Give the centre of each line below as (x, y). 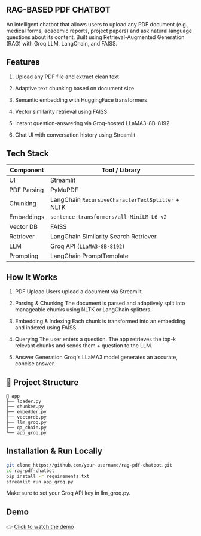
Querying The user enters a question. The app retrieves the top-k (95, 339)
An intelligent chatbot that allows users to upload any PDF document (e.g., (98, 24)
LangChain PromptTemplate (89, 256)
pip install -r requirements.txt (48, 476)
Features (23, 62)
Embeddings (27, 217)
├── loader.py (24, 402)
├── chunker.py (25, 407)
